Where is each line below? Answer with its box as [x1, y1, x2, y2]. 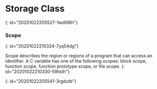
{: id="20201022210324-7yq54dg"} [5, 43, 79, 49]
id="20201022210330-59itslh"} [5, 69, 70, 75]
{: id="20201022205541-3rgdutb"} [5, 78, 76, 85]
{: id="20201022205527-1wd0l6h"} [5, 19, 78, 25]
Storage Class [5, 3, 65, 14]
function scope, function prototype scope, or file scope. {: [5, 63, 125, 70]
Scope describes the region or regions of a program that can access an [5, 53, 152, 59]
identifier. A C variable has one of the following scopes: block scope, [5, 58, 147, 64]
